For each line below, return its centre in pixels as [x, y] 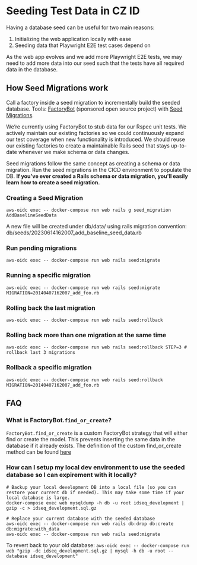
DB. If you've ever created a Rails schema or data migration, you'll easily [97, 176]
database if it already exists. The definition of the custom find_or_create [94, 446]
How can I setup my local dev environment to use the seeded [96, 467]
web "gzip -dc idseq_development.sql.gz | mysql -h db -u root [86, 551]
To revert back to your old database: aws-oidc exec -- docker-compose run [98, 545]
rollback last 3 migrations [41, 353]
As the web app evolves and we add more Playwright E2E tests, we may [94, 56]
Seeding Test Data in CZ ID [73, 11]
